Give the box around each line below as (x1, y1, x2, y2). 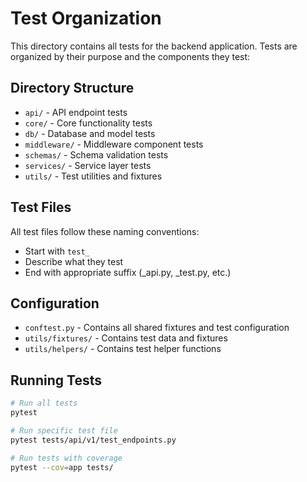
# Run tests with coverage (10, 453, 123, 463)
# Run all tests (10, 398, 78, 409)
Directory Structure (10, 80, 135, 97)
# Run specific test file (10, 425, 118, 436)
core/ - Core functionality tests (24, 117, 153, 129)
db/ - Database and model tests (24, 127, 156, 139)
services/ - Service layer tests (24, 159, 152, 171)
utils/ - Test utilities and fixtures (24, 170, 163, 182)
